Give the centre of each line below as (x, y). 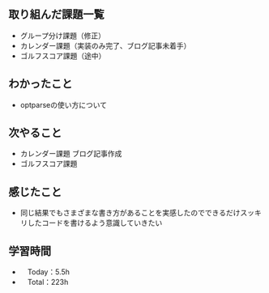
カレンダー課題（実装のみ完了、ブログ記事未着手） (105, 45)
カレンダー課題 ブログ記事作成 (71, 154)
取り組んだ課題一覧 (56, 15)
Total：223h (48, 282)
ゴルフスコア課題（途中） (63, 56)
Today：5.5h (49, 272)
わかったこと (41, 84)
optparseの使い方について (64, 104)
